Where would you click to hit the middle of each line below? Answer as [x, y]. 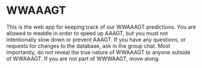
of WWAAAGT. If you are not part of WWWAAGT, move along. [83, 58]
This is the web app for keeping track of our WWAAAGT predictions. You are [101, 27]
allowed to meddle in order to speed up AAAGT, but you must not [87, 33]
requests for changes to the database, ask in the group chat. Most [88, 46]
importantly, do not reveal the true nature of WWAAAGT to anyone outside [98, 52]
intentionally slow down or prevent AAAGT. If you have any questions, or [96, 39]
